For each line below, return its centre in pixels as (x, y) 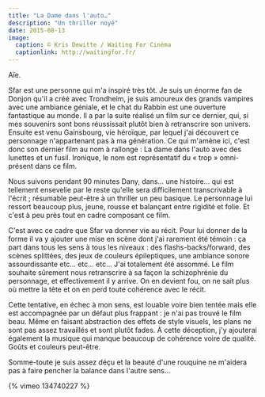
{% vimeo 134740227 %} (49, 386)
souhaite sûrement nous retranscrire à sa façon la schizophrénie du (118, 273)
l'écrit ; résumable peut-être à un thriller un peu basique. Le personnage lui (131, 198)
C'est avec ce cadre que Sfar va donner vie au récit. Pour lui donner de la (128, 230)
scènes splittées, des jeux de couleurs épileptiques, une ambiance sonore (129, 256)
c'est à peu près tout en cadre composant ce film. (89, 215)
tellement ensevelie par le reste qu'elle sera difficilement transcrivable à (125, 190)
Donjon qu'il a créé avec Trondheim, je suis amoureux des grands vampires (131, 99)
